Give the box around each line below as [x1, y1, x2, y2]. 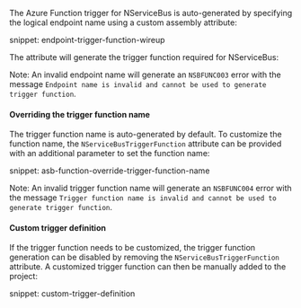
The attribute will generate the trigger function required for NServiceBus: [9, 52, 279, 62]
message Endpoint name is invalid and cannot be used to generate [9, 79, 267, 89]
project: [9, 271, 39, 282]
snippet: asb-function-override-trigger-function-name [9, 165, 210, 176]
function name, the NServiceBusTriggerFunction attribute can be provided [9, 138, 282, 149]
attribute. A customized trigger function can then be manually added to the [9, 261, 287, 272]
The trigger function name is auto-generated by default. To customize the [9, 129, 282, 140]
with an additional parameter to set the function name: [9, 148, 210, 159]
